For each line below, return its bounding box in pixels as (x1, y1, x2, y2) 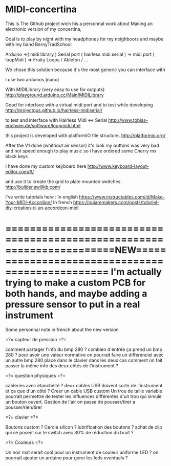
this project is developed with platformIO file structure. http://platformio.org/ (5, 132, 166, 139)
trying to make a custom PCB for (5, 277, 146, 289)
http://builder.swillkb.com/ (5, 184, 60, 190)
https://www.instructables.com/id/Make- (79, 193, 165, 200)
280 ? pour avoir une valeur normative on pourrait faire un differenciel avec (5, 351, 164, 358)
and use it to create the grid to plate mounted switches (5, 178, 121, 185)
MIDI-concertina (5, 4, 77, 15)
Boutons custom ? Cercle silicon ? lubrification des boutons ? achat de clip (5, 424, 162, 430)
